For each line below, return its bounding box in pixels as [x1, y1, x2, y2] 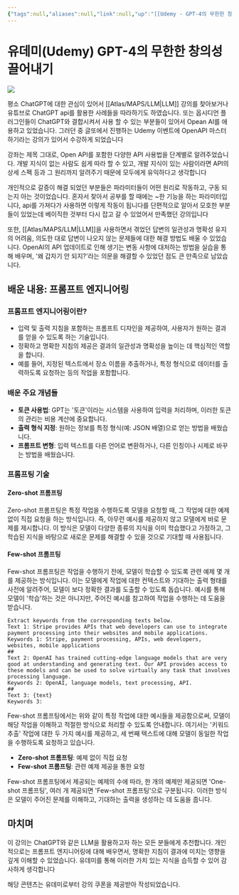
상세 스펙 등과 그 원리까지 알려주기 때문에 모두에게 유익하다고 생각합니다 [7, 168, 207, 177]
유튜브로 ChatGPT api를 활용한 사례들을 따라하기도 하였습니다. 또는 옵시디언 [7, 108, 219, 117]
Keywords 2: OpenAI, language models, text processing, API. [7, 679, 193, 686]
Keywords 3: [7, 698, 43, 705]
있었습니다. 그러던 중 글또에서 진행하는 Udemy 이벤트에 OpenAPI [26, 126, 208, 135]
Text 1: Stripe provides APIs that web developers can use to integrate [7, 623, 228, 630]
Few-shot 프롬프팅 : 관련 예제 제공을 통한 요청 [17, 762, 145, 770]
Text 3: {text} [7, 691, 53, 698]
